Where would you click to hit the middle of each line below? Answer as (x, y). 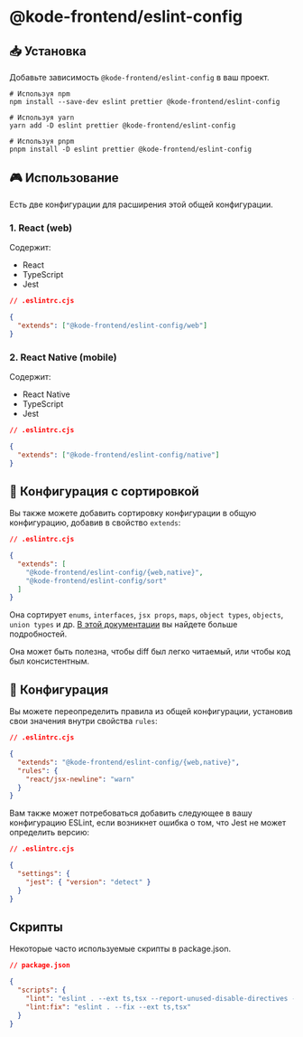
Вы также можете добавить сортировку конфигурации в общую (133, 514)
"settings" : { (44, 874)
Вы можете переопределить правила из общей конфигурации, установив (151, 712)
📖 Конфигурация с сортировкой (105, 491)
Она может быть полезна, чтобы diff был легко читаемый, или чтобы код (150, 652)
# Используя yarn (42, 118)
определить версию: (50, 833)
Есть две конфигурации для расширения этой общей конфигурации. (141, 204)
